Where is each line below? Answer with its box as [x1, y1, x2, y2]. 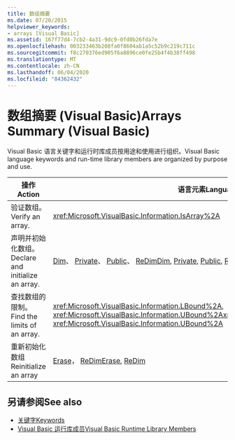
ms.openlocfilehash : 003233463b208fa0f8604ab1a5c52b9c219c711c [7, 43, 196, 50]
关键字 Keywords [17, 416, 65, 425]
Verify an [10, 212, 41, 221]
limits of [10, 320, 37, 330]
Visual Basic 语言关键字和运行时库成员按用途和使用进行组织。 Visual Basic [7, 147, 220, 156]
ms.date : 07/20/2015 [7, 17, 68, 24]
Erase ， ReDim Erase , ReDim [52, 356, 145, 366]
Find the [10, 312, 38, 322]
